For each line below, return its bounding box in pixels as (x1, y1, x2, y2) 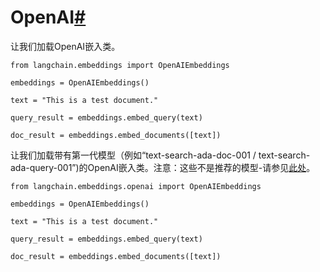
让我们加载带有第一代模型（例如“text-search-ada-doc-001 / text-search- (10, 149, 311, 161)
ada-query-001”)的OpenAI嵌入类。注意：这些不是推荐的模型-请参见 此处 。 (10, 161, 316, 173)
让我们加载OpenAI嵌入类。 (10, 40, 121, 52)
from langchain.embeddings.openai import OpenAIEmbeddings (10, 181, 262, 191)
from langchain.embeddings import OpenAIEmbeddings (10, 60, 230, 70)
